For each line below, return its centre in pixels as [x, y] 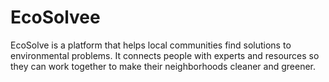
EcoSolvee [55, 17]
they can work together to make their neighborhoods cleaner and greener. [163, 66]
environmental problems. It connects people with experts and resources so [165, 55]
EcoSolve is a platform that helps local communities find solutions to [151, 45]
